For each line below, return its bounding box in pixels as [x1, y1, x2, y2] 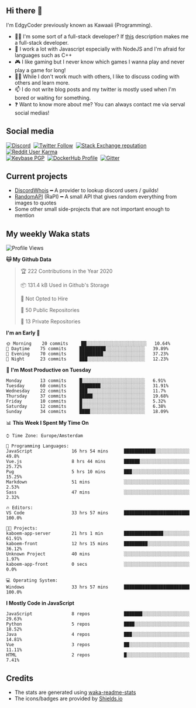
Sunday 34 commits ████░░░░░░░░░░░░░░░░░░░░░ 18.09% [6, 409, 169, 415]
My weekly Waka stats [6, 229, 90, 239]
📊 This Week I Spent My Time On [6, 420, 89, 427]
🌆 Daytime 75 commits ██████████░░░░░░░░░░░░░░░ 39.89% [6, 346, 169, 352]
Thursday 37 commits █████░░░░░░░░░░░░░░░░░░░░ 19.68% [6, 393, 169, 400]
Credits [6, 673, 34, 683]
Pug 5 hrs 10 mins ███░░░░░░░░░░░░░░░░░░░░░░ [6, 469, 190, 475]
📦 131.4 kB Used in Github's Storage [20, 281, 109, 288]
